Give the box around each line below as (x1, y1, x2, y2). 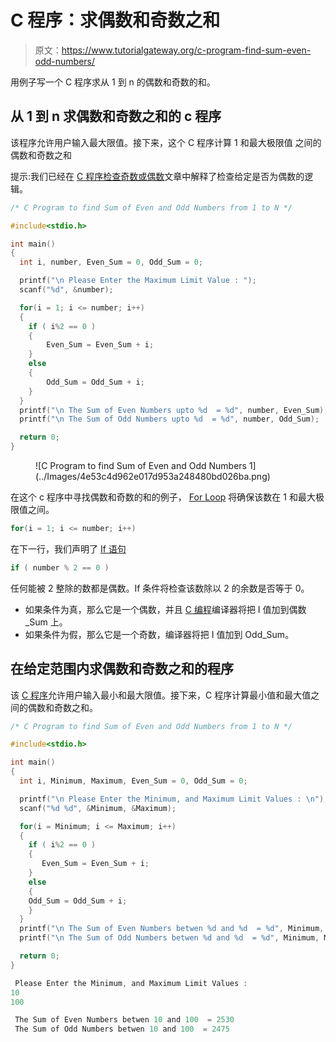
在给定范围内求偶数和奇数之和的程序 (10, 661, 234, 678)
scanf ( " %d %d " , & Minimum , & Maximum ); (19, 803, 177, 813)
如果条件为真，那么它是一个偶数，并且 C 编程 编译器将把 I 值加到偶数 (24, 603, 307, 615)
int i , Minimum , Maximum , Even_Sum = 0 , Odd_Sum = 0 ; (19, 776, 248, 786)
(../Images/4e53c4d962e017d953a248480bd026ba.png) (35, 471, 271, 482)
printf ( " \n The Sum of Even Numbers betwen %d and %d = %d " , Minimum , (19, 924, 325, 934)
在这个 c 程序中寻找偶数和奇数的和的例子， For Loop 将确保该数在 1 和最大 (10, 491, 316, 503)
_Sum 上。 (24, 616, 68, 628)
